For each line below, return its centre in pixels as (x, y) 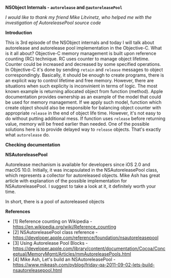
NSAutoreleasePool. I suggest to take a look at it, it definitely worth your (81, 186)
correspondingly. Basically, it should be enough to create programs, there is (85, 75)
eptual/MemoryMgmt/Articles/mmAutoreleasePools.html (72, 254)
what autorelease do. (27, 135)
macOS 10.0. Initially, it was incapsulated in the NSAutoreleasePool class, (82, 170)
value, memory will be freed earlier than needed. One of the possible (77, 124)
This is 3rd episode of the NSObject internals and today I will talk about (80, 42)
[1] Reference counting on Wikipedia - (52, 221)
